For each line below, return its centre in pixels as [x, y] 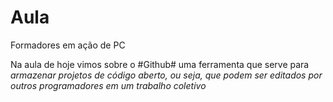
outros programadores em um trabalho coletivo [108, 85]
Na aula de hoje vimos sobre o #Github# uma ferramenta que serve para [160, 64]
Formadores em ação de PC [68, 45]
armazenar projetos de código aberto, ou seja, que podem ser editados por [166, 75]
